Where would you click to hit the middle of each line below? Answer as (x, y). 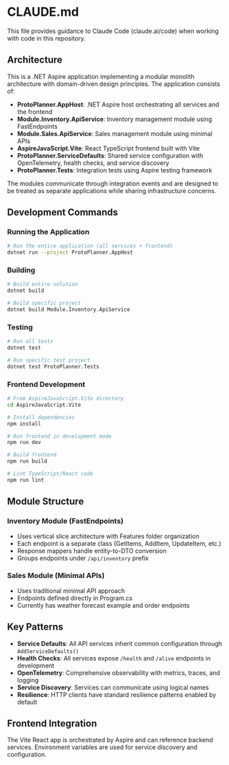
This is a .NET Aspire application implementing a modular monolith (101, 76)
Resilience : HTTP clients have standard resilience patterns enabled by (117, 694)
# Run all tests (30, 342)
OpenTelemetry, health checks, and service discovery (93, 163)
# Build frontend (32, 455)
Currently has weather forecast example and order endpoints (103, 605)
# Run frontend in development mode (59, 436)
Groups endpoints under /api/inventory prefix (83, 558)
